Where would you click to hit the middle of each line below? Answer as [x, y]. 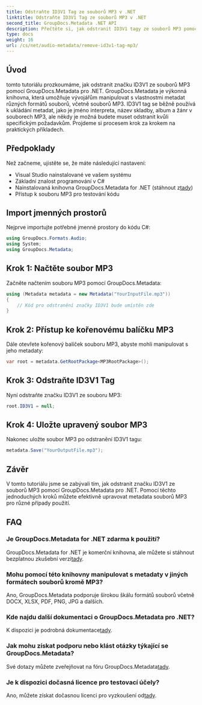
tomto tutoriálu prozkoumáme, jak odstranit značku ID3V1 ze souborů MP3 [98, 85]
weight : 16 [20, 40]
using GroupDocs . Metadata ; [40, 250]
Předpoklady [31, 148]
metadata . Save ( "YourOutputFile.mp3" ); [55, 450]
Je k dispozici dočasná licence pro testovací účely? [83, 682]
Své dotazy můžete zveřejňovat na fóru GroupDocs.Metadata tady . [88, 666]
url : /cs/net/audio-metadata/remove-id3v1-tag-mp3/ [72, 46]
